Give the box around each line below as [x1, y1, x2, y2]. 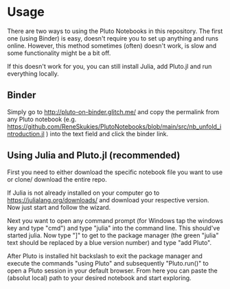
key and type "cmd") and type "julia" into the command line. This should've [7, 224, 220, 232]
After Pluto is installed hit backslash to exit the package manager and [7, 252, 203, 260]
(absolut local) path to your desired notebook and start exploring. [7, 273, 192, 282]
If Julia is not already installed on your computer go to [7, 189, 160, 197]
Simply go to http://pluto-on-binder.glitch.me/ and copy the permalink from [7, 107, 220, 116]
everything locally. [7, 69, 60, 78]
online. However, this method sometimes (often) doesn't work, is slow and [7, 41, 217, 50]
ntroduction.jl [7, 129, 45, 138]
